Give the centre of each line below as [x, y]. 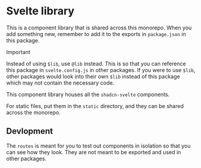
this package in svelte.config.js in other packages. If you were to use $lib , [101, 70]
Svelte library [40, 11]
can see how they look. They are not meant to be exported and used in [94, 152]
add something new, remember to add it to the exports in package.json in [96, 34]
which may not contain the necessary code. [60, 83]
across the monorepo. [34, 112]
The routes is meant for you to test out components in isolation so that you [98, 146]
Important [18, 52]
